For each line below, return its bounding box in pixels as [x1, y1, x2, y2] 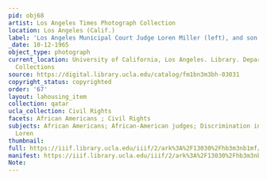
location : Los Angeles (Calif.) [8, 26, 115, 34]
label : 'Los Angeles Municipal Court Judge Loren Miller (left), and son [8, 33, 258, 42]
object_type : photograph [8, 48, 91, 56]
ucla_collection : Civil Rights [8, 108, 112, 116]
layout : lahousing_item [8, 93, 87, 101]
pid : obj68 [8, 11, 44, 20]
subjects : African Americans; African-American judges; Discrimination [8, 122, 250, 130]
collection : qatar [8, 100, 69, 108]
